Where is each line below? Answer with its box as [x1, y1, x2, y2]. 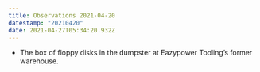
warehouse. [19, 56, 59, 66]
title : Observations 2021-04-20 [8, 11, 115, 20]
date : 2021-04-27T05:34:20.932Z [8, 26, 115, 34]
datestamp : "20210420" [8, 19, 83, 27]
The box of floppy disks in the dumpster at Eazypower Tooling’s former [19, 48, 253, 58]
